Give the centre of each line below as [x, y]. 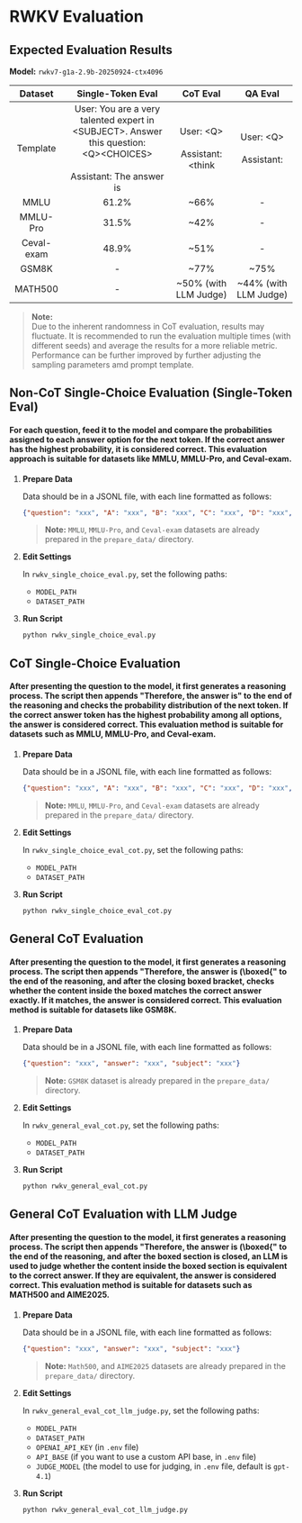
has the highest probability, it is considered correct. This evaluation [138, 449]
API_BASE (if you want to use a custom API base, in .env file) [146, 1456]
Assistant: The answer [117, 176]
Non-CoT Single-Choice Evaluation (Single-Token [151, 393]
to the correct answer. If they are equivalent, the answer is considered [143, 1275]
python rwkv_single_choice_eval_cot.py [97, 911]
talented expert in [117, 120]
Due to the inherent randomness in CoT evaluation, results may [148, 326]
